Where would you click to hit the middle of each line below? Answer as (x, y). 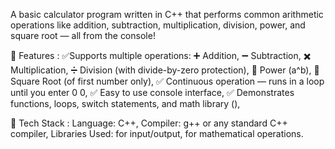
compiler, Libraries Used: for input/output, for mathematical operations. (157, 133)
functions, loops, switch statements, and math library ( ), (125, 103)
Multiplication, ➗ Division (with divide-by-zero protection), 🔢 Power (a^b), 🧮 (165, 70)
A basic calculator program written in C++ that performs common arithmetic (167, 14)
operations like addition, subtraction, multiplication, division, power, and (158, 25)
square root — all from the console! (83, 35)
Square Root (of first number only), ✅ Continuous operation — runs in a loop (167, 81)
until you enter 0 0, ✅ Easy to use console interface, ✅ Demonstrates (152, 92)
